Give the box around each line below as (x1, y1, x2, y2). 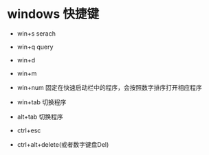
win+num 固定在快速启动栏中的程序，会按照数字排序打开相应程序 (16, 83, 202, 91)
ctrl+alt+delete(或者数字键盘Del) (16, 140, 109, 148)
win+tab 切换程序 (16, 97, 67, 106)
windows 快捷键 (7, 6, 100, 22)
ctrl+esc (16, 126, 41, 134)
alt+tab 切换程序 (16, 112, 63, 121)
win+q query (16, 43, 54, 51)
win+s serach (16, 29, 56, 38)
